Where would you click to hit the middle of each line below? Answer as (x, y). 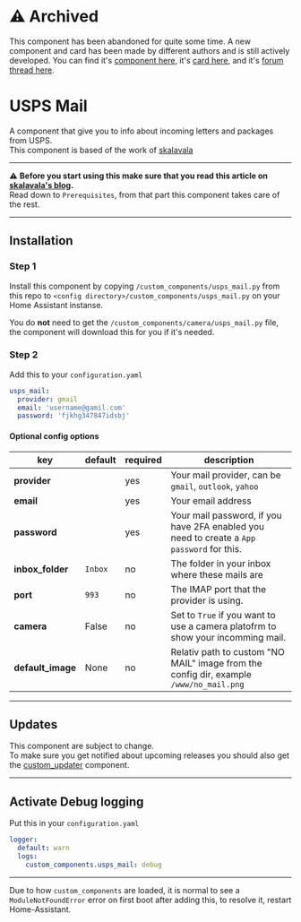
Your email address (211, 501)
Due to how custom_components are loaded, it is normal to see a (125, 890)
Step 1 (23, 266)
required (144, 460)
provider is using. (207, 600)
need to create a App (213, 538)
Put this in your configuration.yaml (74, 823)
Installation (41, 241)
